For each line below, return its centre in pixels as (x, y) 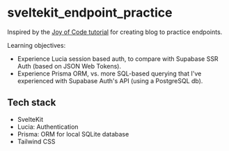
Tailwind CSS (36, 141)
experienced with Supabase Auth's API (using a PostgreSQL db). (110, 80)
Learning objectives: (37, 45)
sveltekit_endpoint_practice (90, 13)
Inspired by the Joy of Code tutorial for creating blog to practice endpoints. (115, 32)
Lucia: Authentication (48, 127)
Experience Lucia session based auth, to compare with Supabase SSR (118, 59)
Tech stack (32, 103)
